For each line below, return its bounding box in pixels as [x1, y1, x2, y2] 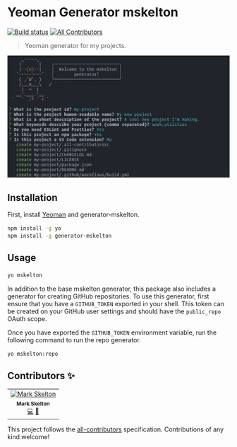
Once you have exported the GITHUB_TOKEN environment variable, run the [7, 328, 217, 337]
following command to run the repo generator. [7, 335, 141, 344]
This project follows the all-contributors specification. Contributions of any [7, 425, 224, 434]
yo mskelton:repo [7, 350, 59, 357]
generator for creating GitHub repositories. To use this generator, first [7, 291, 209, 301]
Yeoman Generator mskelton [7, 4, 178, 21]
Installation [7, 192, 58, 204]
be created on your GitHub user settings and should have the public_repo [7, 307, 221, 315]
